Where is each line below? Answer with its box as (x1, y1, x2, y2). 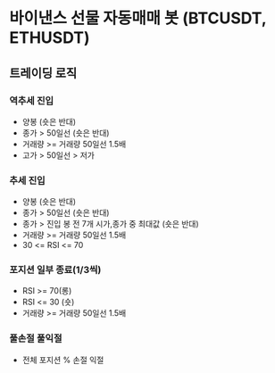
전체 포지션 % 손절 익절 (21, 354, 104, 365)
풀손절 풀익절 (9, 332, 62, 344)
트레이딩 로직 (9, 65, 78, 80)
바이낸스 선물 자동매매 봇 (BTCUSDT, (9, 8, 267, 29)
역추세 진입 (9, 95, 54, 107)
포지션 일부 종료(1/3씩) (9, 264, 102, 277)
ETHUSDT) (9, 28, 91, 48)
